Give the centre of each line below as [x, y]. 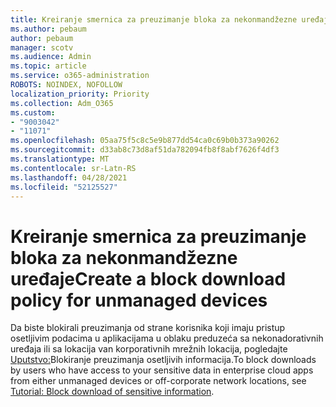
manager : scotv [42, 47]
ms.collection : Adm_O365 [62, 103]
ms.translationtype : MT [60, 159]
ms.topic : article [48, 66]
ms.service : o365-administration [80, 76]
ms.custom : [33, 112]
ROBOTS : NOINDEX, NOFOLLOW [66, 85]
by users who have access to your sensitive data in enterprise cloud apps [162, 370]
